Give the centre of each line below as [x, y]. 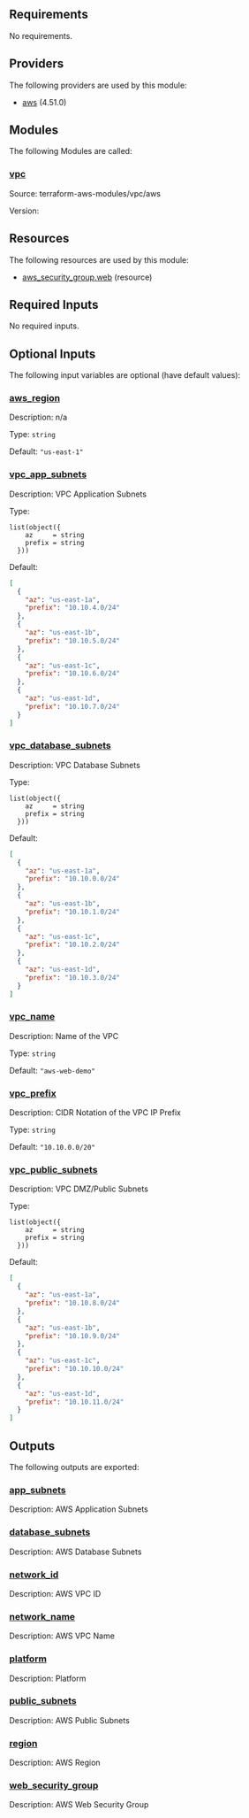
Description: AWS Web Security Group [79, 1805]
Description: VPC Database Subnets [75, 765]
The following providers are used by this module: [98, 85]
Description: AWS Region [55, 1763]
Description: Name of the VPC [64, 1036]
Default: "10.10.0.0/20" [52, 1147]
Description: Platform [48, 1678]
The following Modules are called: [71, 151]
